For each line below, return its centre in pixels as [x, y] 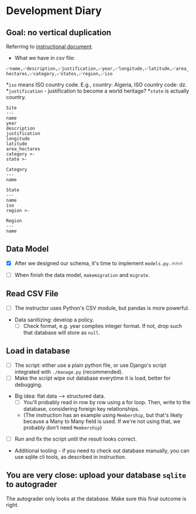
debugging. [28, 384]
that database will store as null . [62, 332]
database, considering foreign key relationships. [81, 408]
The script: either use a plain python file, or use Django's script [90, 365]
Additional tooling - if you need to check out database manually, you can [102, 451]
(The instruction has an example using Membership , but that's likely [103, 415]
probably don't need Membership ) [63, 427]
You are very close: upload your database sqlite [96, 476]
